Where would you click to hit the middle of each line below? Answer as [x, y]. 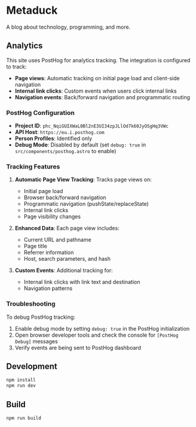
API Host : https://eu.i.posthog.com [59, 132]
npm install [21, 380]
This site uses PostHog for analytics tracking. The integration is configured [98, 60]
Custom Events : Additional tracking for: [64, 270]
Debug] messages [36, 341]
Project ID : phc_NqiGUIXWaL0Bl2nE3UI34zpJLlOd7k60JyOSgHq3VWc [92, 126]
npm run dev [21, 386]
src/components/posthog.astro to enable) [65, 151]
